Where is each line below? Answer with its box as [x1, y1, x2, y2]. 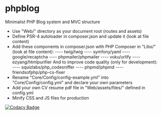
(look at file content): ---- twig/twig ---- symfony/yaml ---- [12, 49, 130, 55]
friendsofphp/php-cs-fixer [12, 69, 66, 75]
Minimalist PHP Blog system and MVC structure [5, 19, 100, 25]
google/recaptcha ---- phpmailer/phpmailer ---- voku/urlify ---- [12, 54, 140, 59]
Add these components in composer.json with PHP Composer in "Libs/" [12, 43, 156, 49]
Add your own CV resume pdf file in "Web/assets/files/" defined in [12, 85, 145, 90]
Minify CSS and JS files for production [12, 95, 89, 101]
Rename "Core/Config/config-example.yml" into [12, 74, 109, 80]
